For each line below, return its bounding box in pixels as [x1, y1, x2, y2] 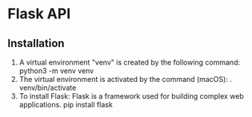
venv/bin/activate [18, 83, 77, 92]
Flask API [7, 5, 71, 23]
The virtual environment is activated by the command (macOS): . [18, 75, 233, 84]
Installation [7, 37, 65, 50]
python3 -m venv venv [18, 66, 94, 76]
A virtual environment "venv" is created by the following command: [18, 57, 241, 67]
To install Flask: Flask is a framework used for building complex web [18, 92, 245, 100]
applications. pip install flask [18, 100, 113, 109]
